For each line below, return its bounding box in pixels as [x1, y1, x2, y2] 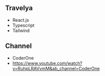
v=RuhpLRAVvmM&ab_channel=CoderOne [12, 65, 100, 71]
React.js [12, 17, 29, 23]
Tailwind [12, 27, 30, 34]
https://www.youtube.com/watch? [12, 60, 83, 66]
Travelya [5, 4, 33, 12]
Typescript [12, 22, 35, 28]
